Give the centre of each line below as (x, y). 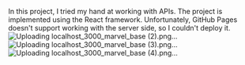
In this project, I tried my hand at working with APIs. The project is (115, 11)
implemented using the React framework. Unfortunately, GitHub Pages (123, 20)
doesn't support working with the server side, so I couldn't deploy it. (119, 28)
